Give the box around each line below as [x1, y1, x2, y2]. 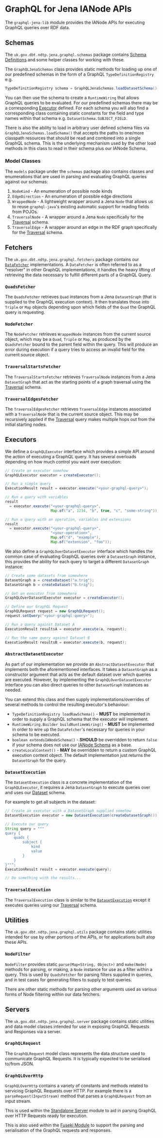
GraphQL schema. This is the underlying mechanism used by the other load [5, 140, 156, 146]
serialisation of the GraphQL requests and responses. [5, 1127, 112, 1133]
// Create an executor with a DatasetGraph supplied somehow [5, 808, 131, 814]
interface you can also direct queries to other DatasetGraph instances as [5, 682, 149, 687]
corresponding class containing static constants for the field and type [5, 110, 144, 116]
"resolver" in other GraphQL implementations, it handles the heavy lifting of [5, 267, 156, 272]
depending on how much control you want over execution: [5, 459, 122, 465]
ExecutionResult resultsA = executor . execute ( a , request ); [5, 626, 127, 632]
